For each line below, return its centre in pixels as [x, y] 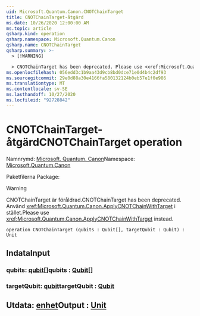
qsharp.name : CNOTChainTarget [44, 45]
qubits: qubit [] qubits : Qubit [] [50, 270]
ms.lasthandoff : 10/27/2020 [41, 95]
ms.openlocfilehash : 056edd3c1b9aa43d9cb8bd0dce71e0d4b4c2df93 [86, 72]
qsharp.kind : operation [36, 34]
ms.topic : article [29, 28]
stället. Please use [28, 212]
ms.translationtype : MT [36, 83]
